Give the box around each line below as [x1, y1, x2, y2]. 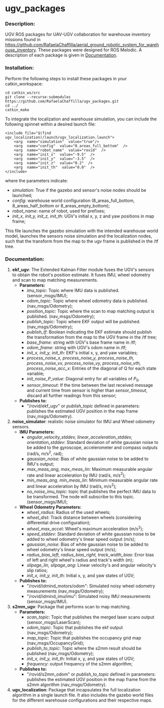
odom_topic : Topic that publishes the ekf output [26, 624, 123, 630]
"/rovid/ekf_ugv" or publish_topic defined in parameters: [26, 403, 140, 409]
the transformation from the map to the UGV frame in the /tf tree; [26, 334, 157, 340]
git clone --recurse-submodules [5, 94, 71, 99]
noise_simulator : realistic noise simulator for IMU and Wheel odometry [12, 419, 155, 424]
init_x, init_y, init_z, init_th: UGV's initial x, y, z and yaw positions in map [12, 213, 155, 219]
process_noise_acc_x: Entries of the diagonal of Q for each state [26, 365, 157, 372]
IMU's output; [26, 461, 55, 467]
